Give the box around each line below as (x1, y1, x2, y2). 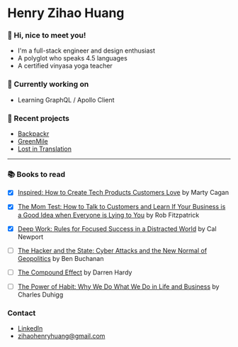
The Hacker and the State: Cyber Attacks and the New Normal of (17, 246, 208, 255)
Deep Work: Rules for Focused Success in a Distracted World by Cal (17, 224, 217, 233)
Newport (17, 233, 44, 241)
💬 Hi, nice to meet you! (7, 31, 86, 41)
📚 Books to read (7, 169, 66, 179)
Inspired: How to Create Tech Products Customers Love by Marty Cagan (17, 188, 229, 197)
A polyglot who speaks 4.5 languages (17, 54, 127, 63)
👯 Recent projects (7, 113, 69, 123)
